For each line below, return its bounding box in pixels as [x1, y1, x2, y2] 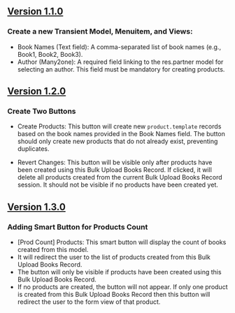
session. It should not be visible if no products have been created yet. [17, 180, 218, 189]
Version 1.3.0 [7, 201, 66, 213]
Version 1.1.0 [7, 6, 64, 18]
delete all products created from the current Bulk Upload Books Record [17, 173, 222, 182]
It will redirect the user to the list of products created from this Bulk [17, 253, 211, 262]
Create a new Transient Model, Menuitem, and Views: [7, 27, 193, 36]
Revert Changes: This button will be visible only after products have [17, 158, 213, 167]
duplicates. [17, 145, 50, 153]
